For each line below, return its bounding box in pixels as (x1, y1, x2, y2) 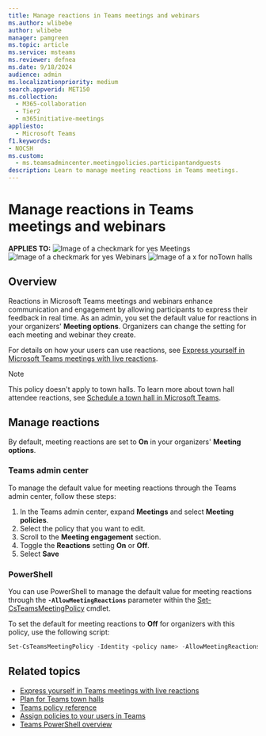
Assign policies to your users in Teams (19, 711, 146, 720)
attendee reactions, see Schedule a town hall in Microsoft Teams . (8, 393, 222, 402)
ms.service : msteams (8, 48, 77, 56)
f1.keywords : (8, 136, 51, 145)
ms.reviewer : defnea (8, 56, 77, 64)
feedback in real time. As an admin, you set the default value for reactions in (8, 312, 257, 322)
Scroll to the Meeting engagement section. (19, 532, 161, 542)
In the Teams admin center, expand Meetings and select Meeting (19, 507, 234, 516)
